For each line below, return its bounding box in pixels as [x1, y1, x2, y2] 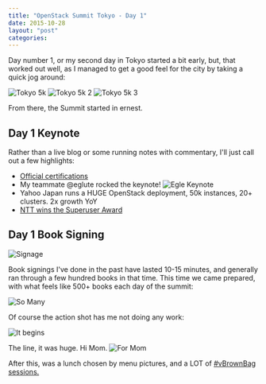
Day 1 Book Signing [8, 228, 105, 242]
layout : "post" [8, 26, 59, 34]
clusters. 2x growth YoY [19, 196, 98, 207]
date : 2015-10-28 [8, 19, 66, 27]
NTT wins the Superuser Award [19, 205, 123, 215]
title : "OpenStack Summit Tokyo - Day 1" [8, 11, 148, 20]
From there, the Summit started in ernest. [8, 103, 143, 113]
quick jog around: [8, 72, 66, 82]
